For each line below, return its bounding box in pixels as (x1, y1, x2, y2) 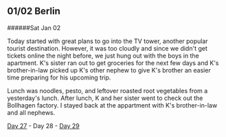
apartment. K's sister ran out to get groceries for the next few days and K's (7, 58, 219, 67)
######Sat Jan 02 (7, 23, 60, 32)
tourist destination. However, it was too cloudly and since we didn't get (7, 44, 207, 52)
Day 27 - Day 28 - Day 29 (7, 121, 80, 129)
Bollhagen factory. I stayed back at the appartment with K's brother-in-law (7, 101, 218, 109)
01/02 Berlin (7, 5, 60, 17)
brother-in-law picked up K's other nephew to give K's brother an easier (7, 66, 211, 74)
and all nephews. (7, 108, 56, 116)
